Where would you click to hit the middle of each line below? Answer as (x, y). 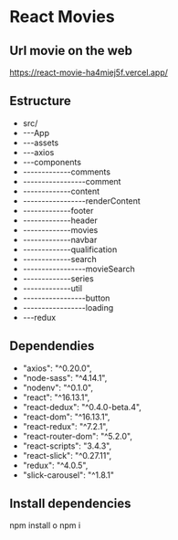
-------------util (52, 288)
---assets (41, 143)
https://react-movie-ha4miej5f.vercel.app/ (89, 72)
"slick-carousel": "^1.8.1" (68, 475)
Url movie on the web (71, 51)
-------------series (58, 278)
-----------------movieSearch (79, 269)
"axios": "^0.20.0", (58, 368)
